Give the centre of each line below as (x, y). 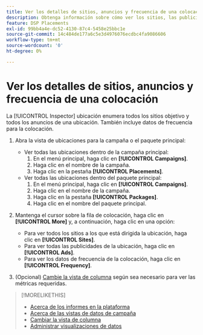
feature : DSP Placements (37, 23)
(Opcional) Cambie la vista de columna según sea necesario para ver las (105, 277)
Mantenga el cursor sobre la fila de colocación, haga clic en (89, 215)
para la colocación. (30, 129)
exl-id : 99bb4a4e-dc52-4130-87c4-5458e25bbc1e (66, 29)
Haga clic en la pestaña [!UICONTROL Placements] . (98, 171)
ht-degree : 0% (24, 51)
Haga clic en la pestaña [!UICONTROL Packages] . (95, 197)
